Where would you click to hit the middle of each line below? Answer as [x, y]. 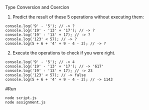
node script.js [21, 98]
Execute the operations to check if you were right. [64, 53]
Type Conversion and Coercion [37, 7]
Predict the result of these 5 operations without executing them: [78, 17]
